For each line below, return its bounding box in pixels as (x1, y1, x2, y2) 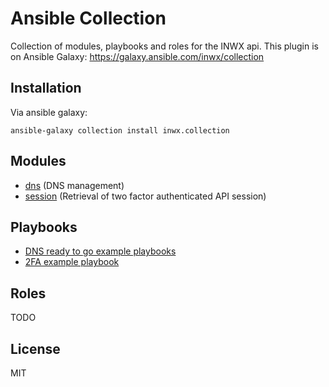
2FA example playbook (24, 256, 120, 268)
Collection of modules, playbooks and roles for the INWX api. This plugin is (10, 40, 319, 52)
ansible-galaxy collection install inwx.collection (10, 125, 230, 136)
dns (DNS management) (24, 179, 125, 191)
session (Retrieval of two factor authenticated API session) (24, 190, 267, 202)
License (10, 340, 61, 357)
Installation (10, 80, 82, 97)
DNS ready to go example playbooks (24, 245, 177, 257)
